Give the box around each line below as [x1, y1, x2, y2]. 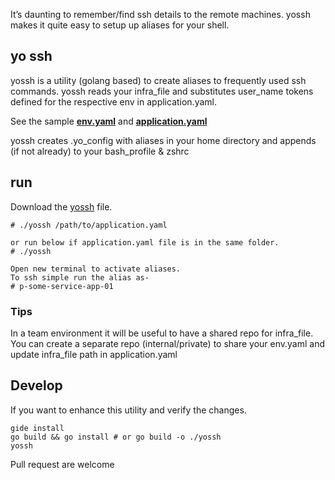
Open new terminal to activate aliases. [10, 264, 182, 274]
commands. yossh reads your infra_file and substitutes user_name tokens [10, 85, 314, 97]
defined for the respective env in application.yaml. [10, 95, 218, 108]
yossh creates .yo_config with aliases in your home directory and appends [10, 134, 317, 146]
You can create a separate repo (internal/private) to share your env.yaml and [10, 337, 326, 349]
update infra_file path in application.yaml [10, 348, 178, 360]
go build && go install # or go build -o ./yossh [10, 432, 222, 442]
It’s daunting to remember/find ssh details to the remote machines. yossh [10, 9, 311, 20]
